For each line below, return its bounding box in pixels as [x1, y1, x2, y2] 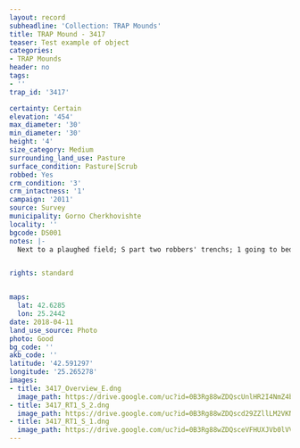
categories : [9, 46, 54, 55]
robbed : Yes [9, 170, 54, 179]
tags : [9, 71, 29, 80]
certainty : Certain [9, 104, 82, 112]
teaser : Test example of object [9, 37, 129, 47]
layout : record [9, 12, 66, 22]
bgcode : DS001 [9, 228, 62, 237]
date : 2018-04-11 [9, 318, 74, 327]
